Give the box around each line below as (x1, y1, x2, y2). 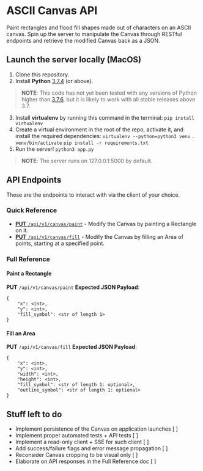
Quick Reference (6, 206, 57, 214)
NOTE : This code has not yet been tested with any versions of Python (21, 89, 197, 97)
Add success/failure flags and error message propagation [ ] (15, 445, 168, 452)
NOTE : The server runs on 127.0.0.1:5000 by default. (21, 157, 153, 164)
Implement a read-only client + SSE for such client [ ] (15, 438, 149, 445)
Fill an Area (6, 329, 35, 337)
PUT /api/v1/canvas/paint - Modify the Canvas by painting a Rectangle (15, 220, 197, 227)
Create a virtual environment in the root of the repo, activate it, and (15, 126, 183, 133)
